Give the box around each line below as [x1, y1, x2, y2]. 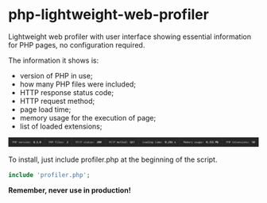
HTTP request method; [19, 96, 95, 105]
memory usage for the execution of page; [19, 113, 157, 122]
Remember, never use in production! [8, 186, 131, 195]
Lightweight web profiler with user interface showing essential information [8, 32, 252, 41]
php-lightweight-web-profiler [8, 6, 209, 24]
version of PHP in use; [19, 71, 93, 80]
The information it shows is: [8, 56, 99, 65]
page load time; [19, 105, 72, 114]
